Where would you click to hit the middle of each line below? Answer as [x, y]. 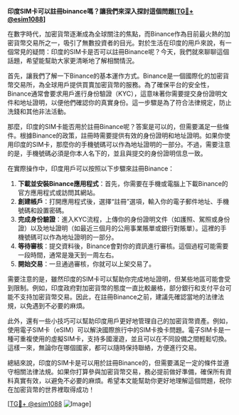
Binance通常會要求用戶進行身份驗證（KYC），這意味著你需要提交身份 [108, 93]
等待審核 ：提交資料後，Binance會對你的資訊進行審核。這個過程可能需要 [123, 246]
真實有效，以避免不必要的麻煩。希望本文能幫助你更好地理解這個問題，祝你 [122, 380]
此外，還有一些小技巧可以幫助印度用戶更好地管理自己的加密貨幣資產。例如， [119, 321]
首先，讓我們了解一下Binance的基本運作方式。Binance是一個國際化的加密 [115, 76]
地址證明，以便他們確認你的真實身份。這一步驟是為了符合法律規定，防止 [126, 102]
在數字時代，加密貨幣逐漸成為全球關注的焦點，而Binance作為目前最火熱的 [116, 34]
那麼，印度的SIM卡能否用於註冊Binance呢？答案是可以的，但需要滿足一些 [115, 127]
